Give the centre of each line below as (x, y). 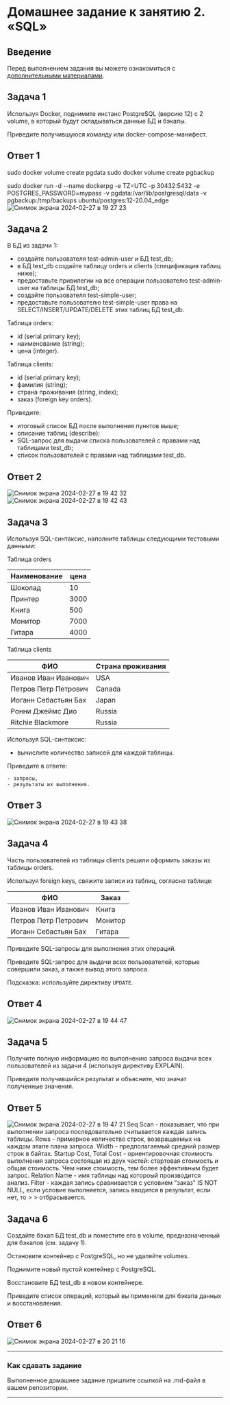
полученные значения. (40, 1086)
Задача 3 (28, 522)
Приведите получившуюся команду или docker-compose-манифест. (107, 134)
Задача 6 (28, 1219)
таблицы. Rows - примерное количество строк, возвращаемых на (104, 1139)
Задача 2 (27, 229)
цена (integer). (38, 351)
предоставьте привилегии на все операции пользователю (102, 281)
